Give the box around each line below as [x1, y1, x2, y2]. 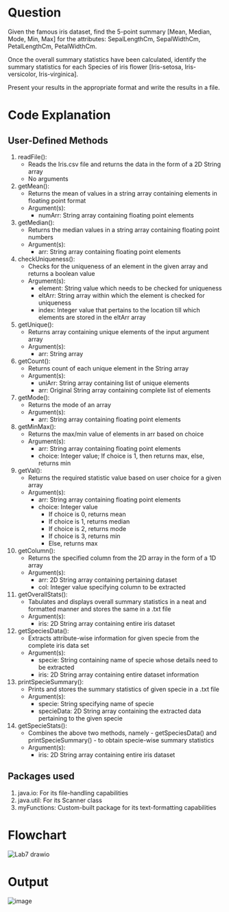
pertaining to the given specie [38, 714, 123, 722]
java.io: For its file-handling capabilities [17, 788, 129, 797]
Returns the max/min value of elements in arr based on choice [27, 430, 204, 438]
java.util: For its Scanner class [17, 796, 102, 804]
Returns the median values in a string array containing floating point [27, 225, 220, 234]
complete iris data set [27, 641, 90, 649]
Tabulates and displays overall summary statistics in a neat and [27, 597, 206, 605]
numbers [27, 233, 53, 241]
